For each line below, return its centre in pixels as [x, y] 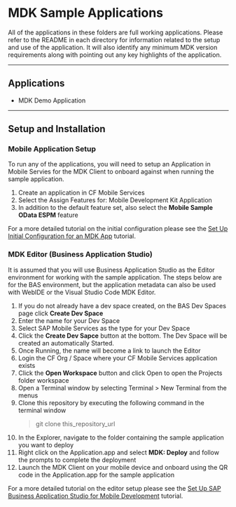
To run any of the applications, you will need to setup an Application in [109, 164]
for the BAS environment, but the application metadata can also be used [112, 284]
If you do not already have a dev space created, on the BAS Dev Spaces [122, 305]
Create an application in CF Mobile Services [82, 193]
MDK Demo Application [52, 100]
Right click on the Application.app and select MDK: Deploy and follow [119, 452]
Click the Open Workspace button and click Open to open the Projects [120, 373]
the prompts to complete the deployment [77, 460]
